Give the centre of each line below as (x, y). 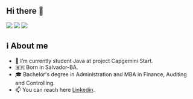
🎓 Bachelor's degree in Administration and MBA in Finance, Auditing (101, 74)
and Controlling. (35, 83)
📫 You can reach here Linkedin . (55, 89)
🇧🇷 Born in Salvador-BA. (46, 67)
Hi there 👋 (25, 11)
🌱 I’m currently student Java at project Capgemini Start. (84, 61)
